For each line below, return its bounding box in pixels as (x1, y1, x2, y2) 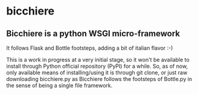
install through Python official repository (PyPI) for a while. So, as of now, (6, 62, 188, 70)
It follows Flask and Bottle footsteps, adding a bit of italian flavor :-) (6, 44, 173, 51)
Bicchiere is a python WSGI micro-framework (6, 28, 180, 39)
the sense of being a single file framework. (6, 82, 113, 89)
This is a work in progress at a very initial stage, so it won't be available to (6, 56, 190, 63)
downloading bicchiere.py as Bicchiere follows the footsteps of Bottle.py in (6, 76, 193, 82)
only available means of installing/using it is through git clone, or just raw (6, 69, 188, 76)
